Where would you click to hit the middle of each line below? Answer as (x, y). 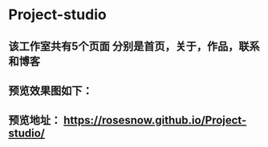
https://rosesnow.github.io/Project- (155, 120)
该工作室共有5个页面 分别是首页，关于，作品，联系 (134, 46)
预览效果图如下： (51, 91)
